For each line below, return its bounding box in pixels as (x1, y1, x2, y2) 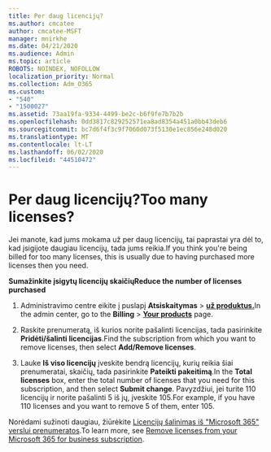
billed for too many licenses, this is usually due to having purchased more (8, 252, 255, 262)
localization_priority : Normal (8, 72, 115, 80)
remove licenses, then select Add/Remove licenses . (20, 342, 197, 352)
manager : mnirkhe (8, 34, 68, 43)
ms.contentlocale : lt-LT (8, 140, 93, 149)
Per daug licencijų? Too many (8, 190, 208, 209)
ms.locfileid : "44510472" (8, 155, 96, 163)
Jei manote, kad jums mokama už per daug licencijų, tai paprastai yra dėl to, (8, 235, 264, 245)
